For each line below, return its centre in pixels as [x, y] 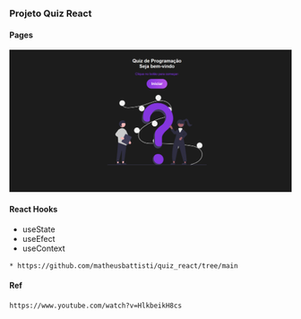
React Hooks [34, 210]
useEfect [39, 238]
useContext [43, 248]
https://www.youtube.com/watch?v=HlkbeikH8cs [95, 306]
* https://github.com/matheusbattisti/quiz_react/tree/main [124, 266]
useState [39, 229]
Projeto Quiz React [51, 13]
